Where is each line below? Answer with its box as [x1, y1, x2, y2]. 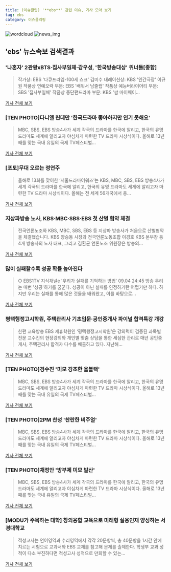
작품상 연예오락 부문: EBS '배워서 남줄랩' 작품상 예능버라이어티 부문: [23, 83, 158, 89]
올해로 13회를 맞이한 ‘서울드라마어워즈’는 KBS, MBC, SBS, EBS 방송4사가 [17, 177, 164, 183]
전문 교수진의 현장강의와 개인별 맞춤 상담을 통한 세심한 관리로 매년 [17, 334, 149, 341]
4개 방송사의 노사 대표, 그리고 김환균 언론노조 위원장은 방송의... [17, 240, 143, 246]
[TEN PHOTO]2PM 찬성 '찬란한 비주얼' [5, 416, 97, 423]
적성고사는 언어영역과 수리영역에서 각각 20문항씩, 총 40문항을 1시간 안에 [17, 537, 162, 543]
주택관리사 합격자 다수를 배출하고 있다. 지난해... [29, 341, 123, 347]
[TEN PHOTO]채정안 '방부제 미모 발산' [5, 467, 95, 474]
